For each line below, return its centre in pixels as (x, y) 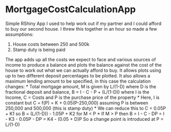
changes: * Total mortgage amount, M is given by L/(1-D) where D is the (81, 86)
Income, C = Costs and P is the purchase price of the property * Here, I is (82, 97)
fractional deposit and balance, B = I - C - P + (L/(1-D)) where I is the (77, 92)
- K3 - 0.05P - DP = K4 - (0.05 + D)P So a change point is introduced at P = (84, 119)
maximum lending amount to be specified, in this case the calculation (78, 81)
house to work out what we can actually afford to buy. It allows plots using (83, 70)
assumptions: (19, 34)
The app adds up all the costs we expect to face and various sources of (81, 59)
